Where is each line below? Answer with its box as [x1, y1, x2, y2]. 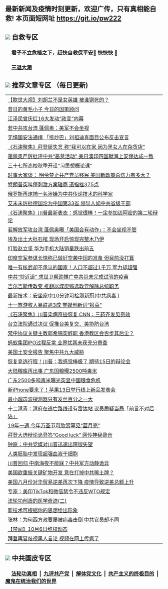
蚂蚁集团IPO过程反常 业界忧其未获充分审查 [7, 339, 108, 346]
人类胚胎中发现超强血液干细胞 [7, 450, 78, 457]
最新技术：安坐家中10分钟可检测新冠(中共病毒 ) [7, 292, 120, 299]
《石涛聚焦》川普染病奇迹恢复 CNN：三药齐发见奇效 [7, 311, 131, 318]
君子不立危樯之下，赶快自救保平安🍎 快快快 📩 [11, 49, 118, 56]
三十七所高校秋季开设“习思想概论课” [7, 162, 92, 169]
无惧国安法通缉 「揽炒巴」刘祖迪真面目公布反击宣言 [7, 134, 129, 141]
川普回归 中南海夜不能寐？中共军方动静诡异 [7, 460, 109, 467]
